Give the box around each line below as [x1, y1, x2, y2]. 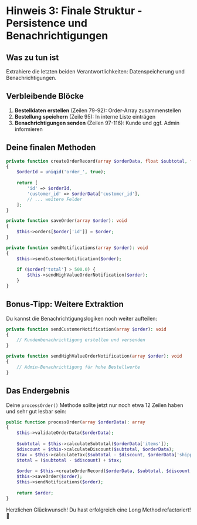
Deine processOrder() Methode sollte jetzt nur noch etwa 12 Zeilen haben [6, 401, 184, 409]
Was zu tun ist [6, 52, 59, 62]
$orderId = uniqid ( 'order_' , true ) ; [16, 169, 107, 175]
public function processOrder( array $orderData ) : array [6, 419, 145, 425]
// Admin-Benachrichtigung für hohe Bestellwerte [16, 364, 141, 370]
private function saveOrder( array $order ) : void [6, 218, 127, 224]
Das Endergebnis [6, 386, 70, 396]
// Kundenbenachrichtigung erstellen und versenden [16, 337, 145, 343]
